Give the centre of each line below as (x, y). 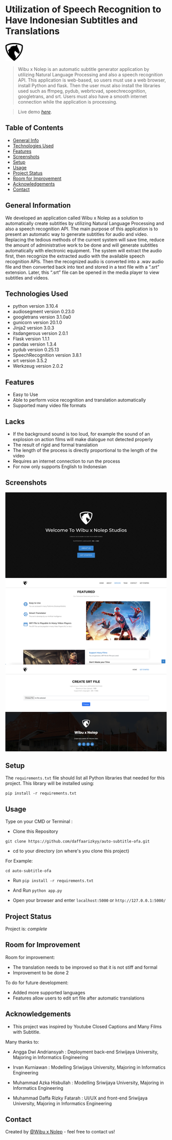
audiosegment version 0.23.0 (44, 312)
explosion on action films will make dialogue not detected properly (83, 439)
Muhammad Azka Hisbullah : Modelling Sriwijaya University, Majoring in (88, 1083)
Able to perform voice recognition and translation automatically (79, 400)
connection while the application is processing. (68, 102)
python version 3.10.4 (35, 306)
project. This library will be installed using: (50, 784)
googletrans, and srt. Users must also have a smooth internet (82, 96)
